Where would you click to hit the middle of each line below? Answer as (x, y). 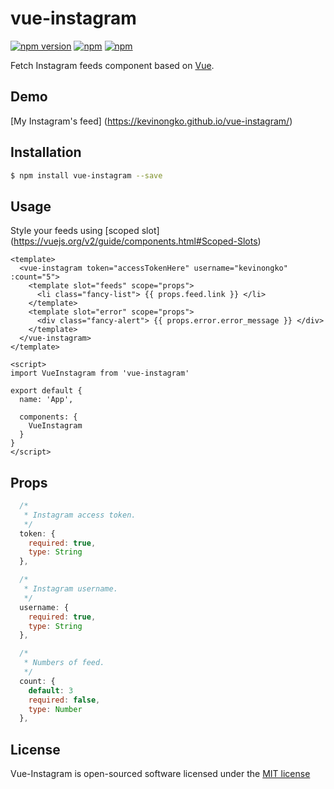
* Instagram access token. (80, 515)
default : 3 (51, 690)
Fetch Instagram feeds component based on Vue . (112, 65)
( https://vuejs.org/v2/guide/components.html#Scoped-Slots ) (136, 241)
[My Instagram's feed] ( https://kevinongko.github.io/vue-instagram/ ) (151, 121)
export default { (46, 391)
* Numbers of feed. (64, 663)
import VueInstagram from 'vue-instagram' (100, 373)
